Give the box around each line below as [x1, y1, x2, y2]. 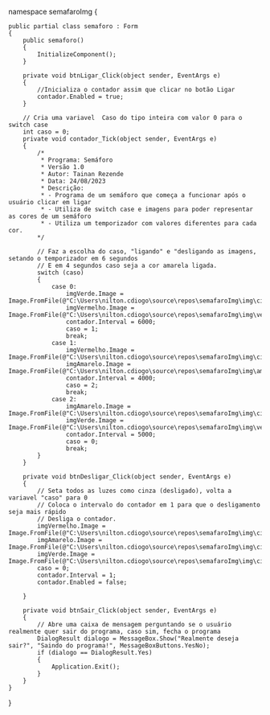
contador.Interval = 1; [37, 571, 117, 579]
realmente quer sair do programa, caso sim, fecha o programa [8, 627, 221, 635]
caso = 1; [65, 325, 99, 333]
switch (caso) [37, 269, 84, 277]
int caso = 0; [22, 128, 70, 136]
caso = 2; [65, 381, 99, 389]
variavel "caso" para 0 [8, 494, 88, 502]
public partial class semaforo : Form [8, 23, 138, 31]
